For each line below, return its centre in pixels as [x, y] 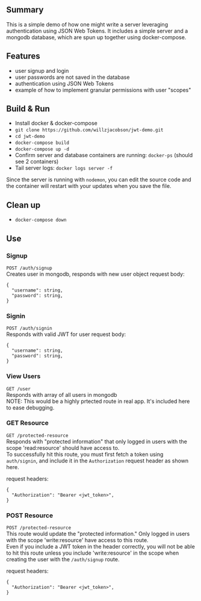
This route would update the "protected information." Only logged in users [98, 534]
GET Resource [28, 423]
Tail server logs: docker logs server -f [64, 168]
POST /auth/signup [29, 268]
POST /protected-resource [39, 528]
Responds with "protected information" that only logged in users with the [97, 441]
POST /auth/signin [29, 329]
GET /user [19, 389]
